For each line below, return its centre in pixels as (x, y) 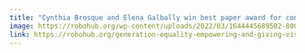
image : (22, 26)
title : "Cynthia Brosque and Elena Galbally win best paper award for (146, 18)
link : (20, 34)
